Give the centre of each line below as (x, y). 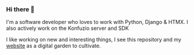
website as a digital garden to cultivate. (53, 46)
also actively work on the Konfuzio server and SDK (68, 28)
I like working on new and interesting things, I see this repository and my (94, 40)
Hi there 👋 (21, 9)
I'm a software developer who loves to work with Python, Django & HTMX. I (97, 22)
